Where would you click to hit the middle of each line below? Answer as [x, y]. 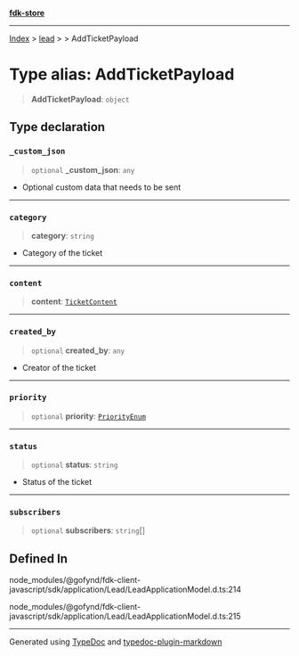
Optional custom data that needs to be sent [101, 187]
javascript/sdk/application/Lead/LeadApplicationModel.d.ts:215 [125, 616]
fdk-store [27, 13]
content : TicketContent [74, 301]
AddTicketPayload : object [80, 99]
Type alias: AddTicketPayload [122, 74]
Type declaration [57, 127]
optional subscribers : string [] [88, 530]
